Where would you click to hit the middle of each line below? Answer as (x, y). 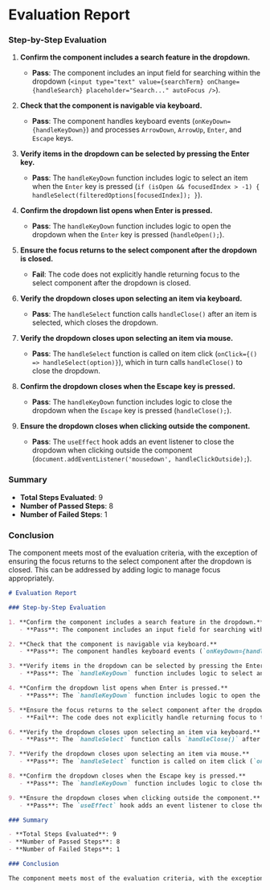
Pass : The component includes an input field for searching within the (146, 73)
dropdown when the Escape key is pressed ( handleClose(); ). (132, 411)
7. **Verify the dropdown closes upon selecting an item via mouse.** (129, 754)
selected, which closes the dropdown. (95, 322)
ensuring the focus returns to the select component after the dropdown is (130, 561)
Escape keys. (53, 138)
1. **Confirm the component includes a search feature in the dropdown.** (136, 622)
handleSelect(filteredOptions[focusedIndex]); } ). (117, 195)
